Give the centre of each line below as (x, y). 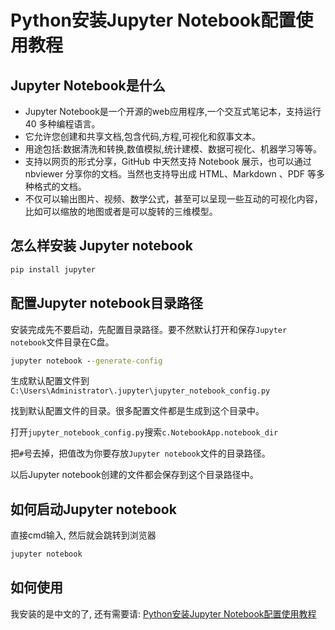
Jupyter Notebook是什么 (88, 85)
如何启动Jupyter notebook (93, 509)
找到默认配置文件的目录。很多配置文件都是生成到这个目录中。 (137, 411)
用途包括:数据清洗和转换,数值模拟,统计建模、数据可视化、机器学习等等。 (173, 149)
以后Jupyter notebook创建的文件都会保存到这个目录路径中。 (134, 475)
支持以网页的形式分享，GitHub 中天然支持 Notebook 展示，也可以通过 (168, 161)
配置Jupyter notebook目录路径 (106, 303)
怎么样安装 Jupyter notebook (101, 246)
